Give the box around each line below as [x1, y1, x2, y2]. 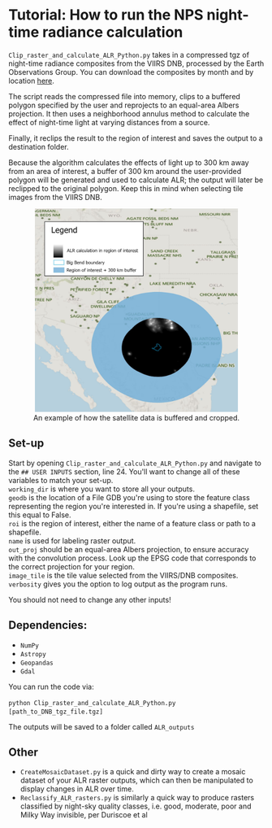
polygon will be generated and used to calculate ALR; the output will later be [8, 175, 264, 185]
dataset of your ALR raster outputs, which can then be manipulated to [19, 775, 253, 786]
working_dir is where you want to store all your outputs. [8, 484, 195, 494]
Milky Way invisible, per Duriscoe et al [19, 810, 148, 820]
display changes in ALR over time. [19, 784, 134, 794]
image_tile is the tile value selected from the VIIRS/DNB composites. [8, 570, 239, 580]
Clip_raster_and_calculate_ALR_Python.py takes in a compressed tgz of [8, 50, 250, 59]
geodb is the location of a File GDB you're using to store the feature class [8, 492, 250, 502]
